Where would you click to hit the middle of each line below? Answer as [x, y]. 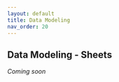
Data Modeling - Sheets [60, 55]
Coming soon [27, 72]
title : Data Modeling [39, 20]
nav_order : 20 [28, 26]
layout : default [31, 14]
